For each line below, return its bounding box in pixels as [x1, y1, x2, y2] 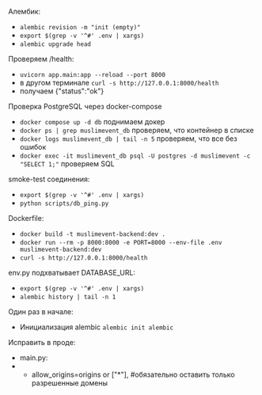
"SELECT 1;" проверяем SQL [19, 159, 115, 169]
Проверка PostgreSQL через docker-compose [8, 102, 162, 111]
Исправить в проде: [8, 338, 76, 347]
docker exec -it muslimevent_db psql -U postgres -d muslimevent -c [19, 152, 251, 160]
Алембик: [8, 7, 41, 16]
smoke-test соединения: [8, 174, 90, 184]
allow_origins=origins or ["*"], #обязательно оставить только [31, 370, 235, 379]
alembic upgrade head [19, 40, 91, 48]
